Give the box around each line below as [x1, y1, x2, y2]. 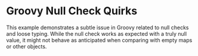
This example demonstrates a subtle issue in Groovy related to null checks [6, 24, 189, 31]
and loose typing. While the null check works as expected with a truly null [6, 30, 187, 37]
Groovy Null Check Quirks [6, 4, 138, 18]
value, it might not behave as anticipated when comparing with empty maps [6, 36, 193, 43]
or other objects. [6, 43, 47, 50]
